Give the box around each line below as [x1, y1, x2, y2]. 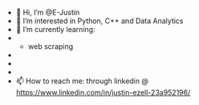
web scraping [27, 42, 74, 51]
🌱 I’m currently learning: [15, 25, 95, 34]
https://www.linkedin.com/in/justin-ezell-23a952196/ [15, 88, 191, 97]
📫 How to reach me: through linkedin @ [15, 76, 148, 86]
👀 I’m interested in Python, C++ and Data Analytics [15, 16, 184, 26]
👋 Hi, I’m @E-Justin [15, 8, 80, 17]
